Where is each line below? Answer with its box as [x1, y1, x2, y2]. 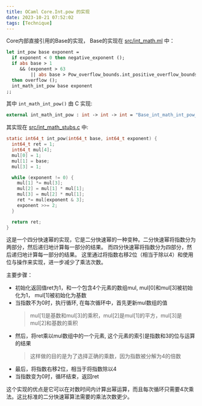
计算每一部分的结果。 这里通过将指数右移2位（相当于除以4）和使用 [26, 251, 194, 259]
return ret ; [11, 219, 42, 225]
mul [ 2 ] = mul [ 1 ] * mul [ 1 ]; [17, 186, 85, 192]
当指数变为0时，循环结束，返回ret [14, 373, 99, 380]
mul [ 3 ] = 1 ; [11, 164, 42, 170]
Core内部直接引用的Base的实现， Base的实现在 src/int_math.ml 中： [6, 37, 176, 45]
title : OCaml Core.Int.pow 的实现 [6, 8, 90, 15]
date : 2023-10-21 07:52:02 [6, 14, 74, 20]
